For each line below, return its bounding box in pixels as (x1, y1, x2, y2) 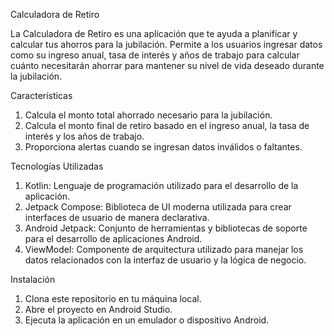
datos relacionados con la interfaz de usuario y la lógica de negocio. (24, 254, 307, 266)
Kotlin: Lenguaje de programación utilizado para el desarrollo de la (24, 180, 299, 191)
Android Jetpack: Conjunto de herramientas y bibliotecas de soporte (24, 222, 308, 234)
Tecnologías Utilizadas (10, 160, 104, 172)
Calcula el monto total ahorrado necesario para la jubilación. (24, 109, 273, 121)
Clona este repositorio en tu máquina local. (24, 293, 202, 304)
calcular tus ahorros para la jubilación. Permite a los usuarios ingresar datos (10, 39, 323, 50)
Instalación (10, 274, 56, 285)
